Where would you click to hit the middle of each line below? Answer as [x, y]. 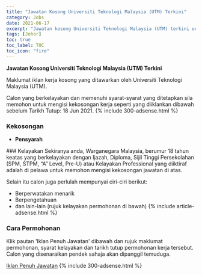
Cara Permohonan [33, 228]
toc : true [19, 40]
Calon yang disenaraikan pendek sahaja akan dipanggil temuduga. [89, 254]
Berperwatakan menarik [45, 194]
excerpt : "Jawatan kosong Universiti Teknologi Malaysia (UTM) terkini [98, 29]
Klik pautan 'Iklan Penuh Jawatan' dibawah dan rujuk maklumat [85, 241]
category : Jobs [25, 17]
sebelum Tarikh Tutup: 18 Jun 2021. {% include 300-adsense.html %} [92, 110]
